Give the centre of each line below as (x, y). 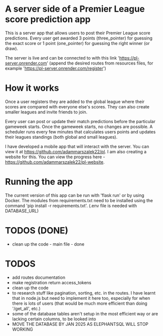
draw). (12, 48)
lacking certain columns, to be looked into (54, 319)
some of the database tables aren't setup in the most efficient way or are (85, 314)
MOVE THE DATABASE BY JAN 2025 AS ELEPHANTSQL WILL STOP (80, 324)
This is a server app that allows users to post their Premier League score (78, 33)
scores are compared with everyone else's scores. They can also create (77, 106)
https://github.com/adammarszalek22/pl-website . (55, 162)
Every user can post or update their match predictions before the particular (80, 121)
